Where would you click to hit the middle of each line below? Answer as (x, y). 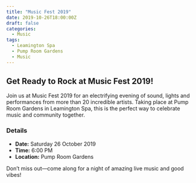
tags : (13, 40)
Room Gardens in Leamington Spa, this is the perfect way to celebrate (93, 109)
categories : (21, 29)
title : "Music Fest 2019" (39, 12)
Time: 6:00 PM (34, 150)
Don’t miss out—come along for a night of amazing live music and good (95, 168)
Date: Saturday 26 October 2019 (55, 144)
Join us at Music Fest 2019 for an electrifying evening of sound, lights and (98, 96)
